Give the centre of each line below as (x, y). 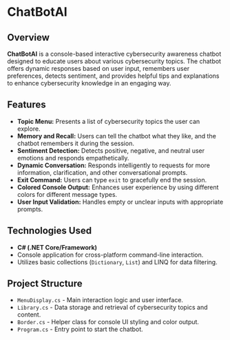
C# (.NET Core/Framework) (57, 247)
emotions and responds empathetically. (73, 158)
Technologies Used (49, 231)
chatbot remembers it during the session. (75, 143)
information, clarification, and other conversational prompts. (102, 172)
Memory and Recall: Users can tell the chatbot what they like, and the (117, 136)
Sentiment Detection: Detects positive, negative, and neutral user (111, 150)
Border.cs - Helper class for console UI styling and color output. (108, 322)
